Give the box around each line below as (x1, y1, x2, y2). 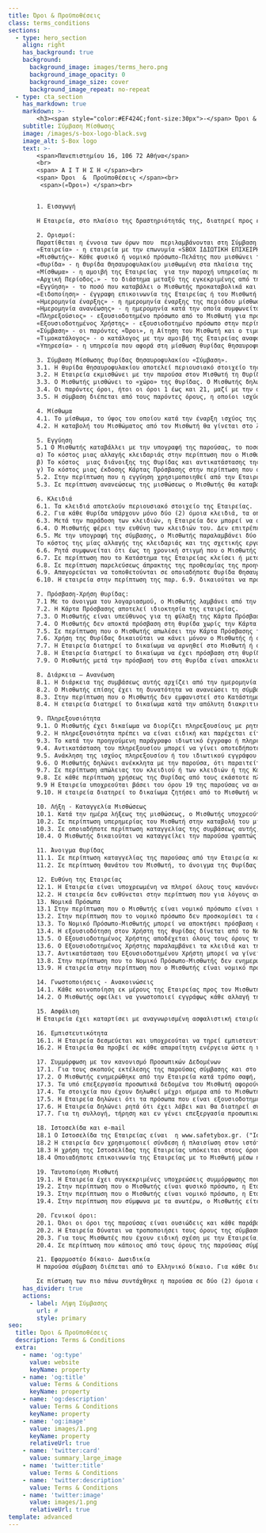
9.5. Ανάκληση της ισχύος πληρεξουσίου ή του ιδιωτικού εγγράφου (36, 751, 257, 760)
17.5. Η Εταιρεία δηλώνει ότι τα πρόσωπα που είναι (36, 1095, 211, 1103)
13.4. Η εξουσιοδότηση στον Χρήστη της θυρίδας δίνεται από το (36, 927, 249, 935)
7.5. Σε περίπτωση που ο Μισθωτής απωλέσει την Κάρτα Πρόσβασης (36, 627, 253, 635)
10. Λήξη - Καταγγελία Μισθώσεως (36, 803, 147, 811)
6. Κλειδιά (36, 495, 73, 503)
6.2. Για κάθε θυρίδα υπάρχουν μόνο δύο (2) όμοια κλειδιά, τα (36, 509, 249, 518)
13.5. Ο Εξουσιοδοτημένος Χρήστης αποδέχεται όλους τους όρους (36, 934, 249, 942)
